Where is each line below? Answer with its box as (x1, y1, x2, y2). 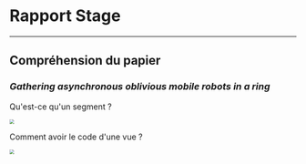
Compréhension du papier (9, 53, 161, 68)
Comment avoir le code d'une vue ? (9, 131, 143, 142)
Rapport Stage (9, 5, 121, 26)
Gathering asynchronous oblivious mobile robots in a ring (9, 80, 270, 93)
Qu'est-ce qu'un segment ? (9, 101, 112, 112)
